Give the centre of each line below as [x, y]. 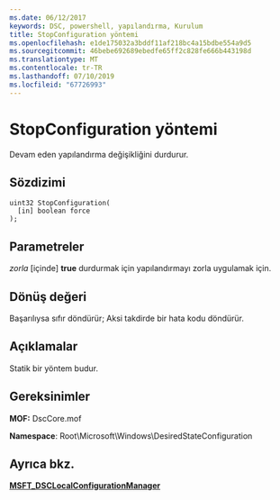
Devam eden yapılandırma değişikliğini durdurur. [99, 154]
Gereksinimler [50, 397]
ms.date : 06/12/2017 [48, 18]
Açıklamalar [44, 346]
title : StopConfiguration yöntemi [74, 34]
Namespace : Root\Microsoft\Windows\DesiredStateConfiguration [131, 436]
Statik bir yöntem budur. [54, 368]
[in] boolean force [54, 211]
